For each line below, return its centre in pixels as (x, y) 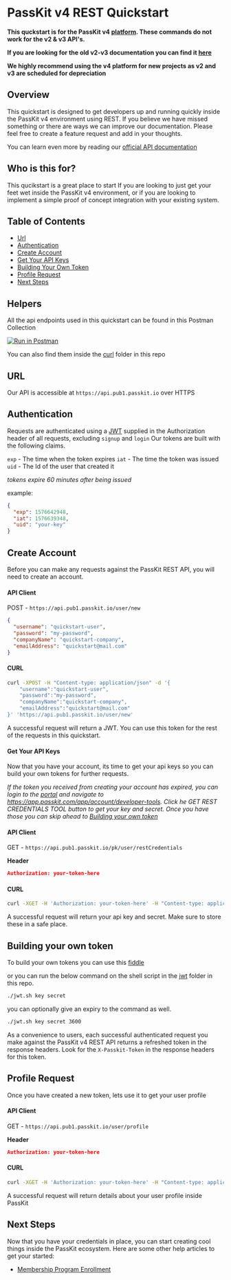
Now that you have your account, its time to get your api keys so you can (110, 766)
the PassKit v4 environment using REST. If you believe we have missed (108, 119)
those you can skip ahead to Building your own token (82, 817)
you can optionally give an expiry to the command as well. (89, 1009)
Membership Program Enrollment (64, 1269)
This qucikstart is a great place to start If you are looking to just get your (109, 185)
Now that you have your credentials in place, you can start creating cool (109, 1241)
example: (20, 493)
